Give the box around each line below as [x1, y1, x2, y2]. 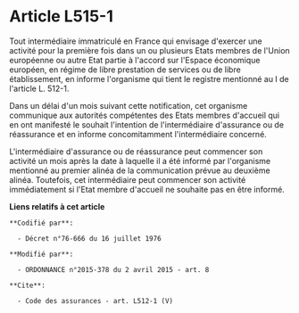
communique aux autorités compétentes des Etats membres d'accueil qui [9, 110, 280, 120]
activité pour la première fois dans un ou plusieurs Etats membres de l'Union [9, 45, 290, 55]
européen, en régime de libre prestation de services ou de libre [9, 64, 241, 75]
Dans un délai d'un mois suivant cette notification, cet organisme [9, 100, 248, 111]
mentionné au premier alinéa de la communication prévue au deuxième [9, 165, 270, 176]
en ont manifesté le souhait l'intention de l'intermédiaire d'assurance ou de [9, 119, 284, 130]
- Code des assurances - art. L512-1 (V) [17, 296, 174, 305]
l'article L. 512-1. [9, 83, 70, 94]
